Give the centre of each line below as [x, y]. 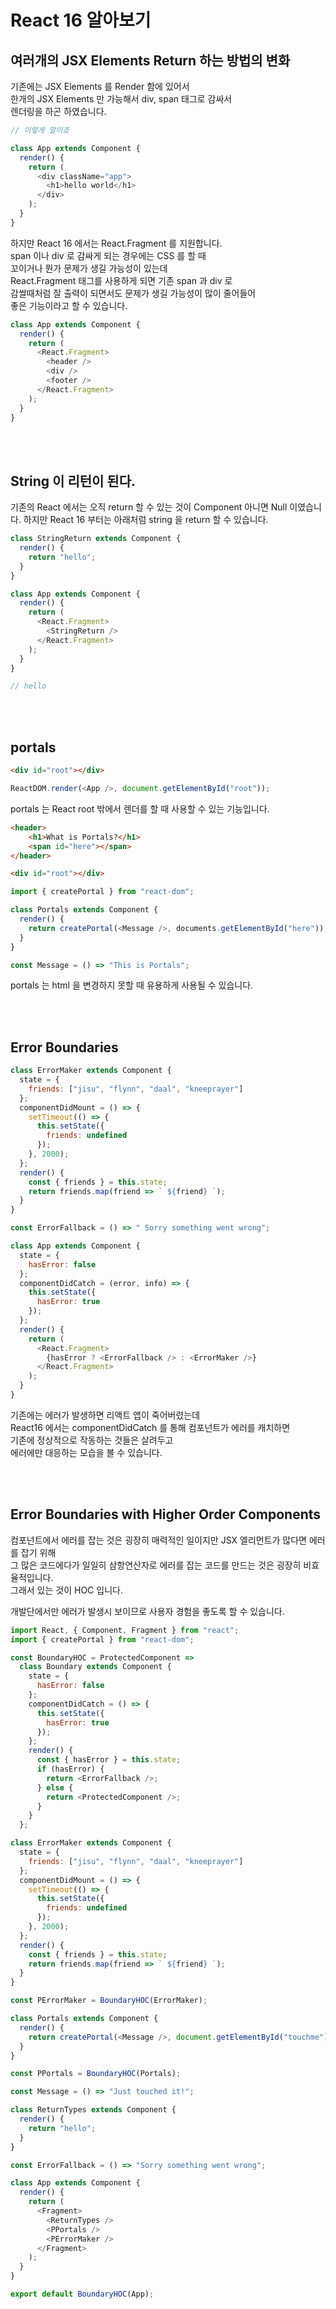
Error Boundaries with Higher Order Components [166, 1514]
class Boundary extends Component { [95, 1667]
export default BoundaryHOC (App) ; [82, 2294]
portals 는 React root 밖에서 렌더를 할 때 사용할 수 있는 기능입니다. [140, 808]
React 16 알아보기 [81, 20]
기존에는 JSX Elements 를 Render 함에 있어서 [100, 86]
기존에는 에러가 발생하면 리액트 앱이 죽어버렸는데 [105, 1415]
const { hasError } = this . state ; [109, 1760]
